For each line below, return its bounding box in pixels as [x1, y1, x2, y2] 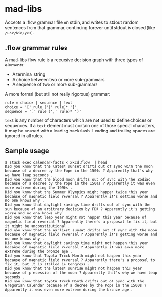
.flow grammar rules [5, 44, 68, 52]
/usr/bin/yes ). [5, 30, 34, 35]
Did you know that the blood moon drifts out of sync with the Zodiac [5, 177, 151, 181]
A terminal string [12, 71, 46, 77]
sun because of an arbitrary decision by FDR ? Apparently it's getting [5, 206, 155, 212]
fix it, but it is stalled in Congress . [5, 262, 90, 266]
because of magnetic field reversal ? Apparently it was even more [5, 245, 145, 249]
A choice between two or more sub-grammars [12, 76, 105, 82]
